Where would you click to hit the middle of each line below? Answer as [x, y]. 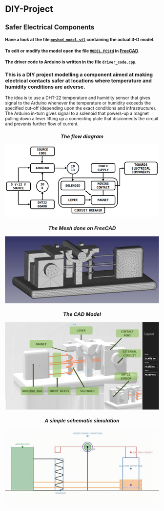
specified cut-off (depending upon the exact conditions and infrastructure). [81, 108]
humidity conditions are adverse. [45, 87]
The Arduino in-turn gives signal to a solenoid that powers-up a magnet [77, 113]
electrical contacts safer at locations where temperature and [79, 81]
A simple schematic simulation [82, 421]
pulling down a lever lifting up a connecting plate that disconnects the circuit [82, 118]
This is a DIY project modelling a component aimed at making [79, 75]
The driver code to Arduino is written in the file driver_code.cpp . [71, 62]
